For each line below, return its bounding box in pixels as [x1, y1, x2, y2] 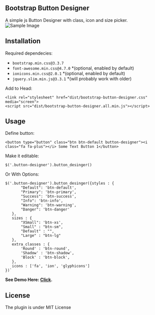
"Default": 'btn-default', [20, 185, 77, 191]
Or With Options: [5, 171, 40, 177]
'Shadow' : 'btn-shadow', [20, 251, 75, 256]
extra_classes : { [11, 242, 50, 247]
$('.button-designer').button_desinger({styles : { [5, 181, 114, 186]
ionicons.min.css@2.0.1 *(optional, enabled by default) [12, 70, 126, 76]
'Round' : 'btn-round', [20, 246, 70, 251]
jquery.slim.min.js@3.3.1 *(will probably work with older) [12, 76, 132, 82]
